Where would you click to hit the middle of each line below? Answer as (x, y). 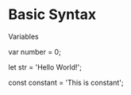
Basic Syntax (52, 15)
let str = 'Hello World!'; (45, 67)
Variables (23, 36)
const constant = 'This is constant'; (66, 82)
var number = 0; (35, 51)
